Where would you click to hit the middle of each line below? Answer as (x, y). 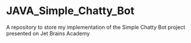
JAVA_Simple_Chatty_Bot (70, 11)
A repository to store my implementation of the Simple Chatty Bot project (96, 27)
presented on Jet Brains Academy (48, 33)
